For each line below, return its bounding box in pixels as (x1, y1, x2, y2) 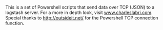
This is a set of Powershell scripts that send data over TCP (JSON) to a (5, 4, 155, 10)
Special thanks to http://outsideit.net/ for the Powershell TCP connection (5, 15, 158, 20)
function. (5, 20, 25, 26)
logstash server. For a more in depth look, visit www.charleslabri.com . (5, 9, 153, 15)
